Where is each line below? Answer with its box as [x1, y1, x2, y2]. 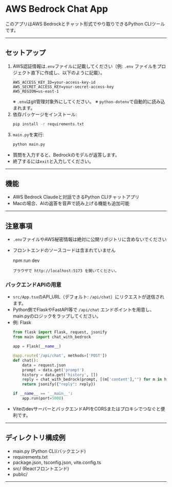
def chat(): [12, 358, 38, 363]
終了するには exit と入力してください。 [12, 158, 94, 164]
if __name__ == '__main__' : [12, 391, 73, 396]
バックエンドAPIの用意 [5, 281, 61, 288]
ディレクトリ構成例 [5, 434, 66, 442]
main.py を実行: [12, 132, 44, 138]
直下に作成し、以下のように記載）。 [30, 69, 105, 76]
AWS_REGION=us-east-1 [12, 88, 59, 94]
